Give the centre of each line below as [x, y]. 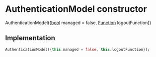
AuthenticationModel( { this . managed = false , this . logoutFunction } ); [78, 49]
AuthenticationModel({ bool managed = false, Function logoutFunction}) [78, 23]
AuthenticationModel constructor [76, 9]
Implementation [30, 38]
